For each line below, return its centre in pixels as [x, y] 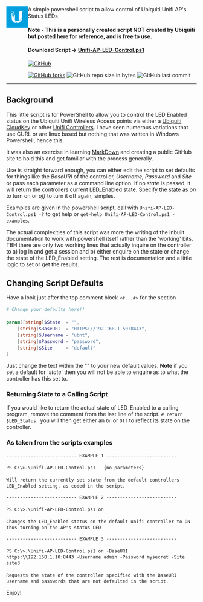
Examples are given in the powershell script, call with [72, 208]
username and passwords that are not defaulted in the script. [88, 581]
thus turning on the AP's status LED [54, 528]
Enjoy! [14, 593]
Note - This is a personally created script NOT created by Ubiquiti [111, 30]
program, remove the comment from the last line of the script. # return [95, 414]
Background [30, 100]
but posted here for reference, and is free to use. [90, 36]
